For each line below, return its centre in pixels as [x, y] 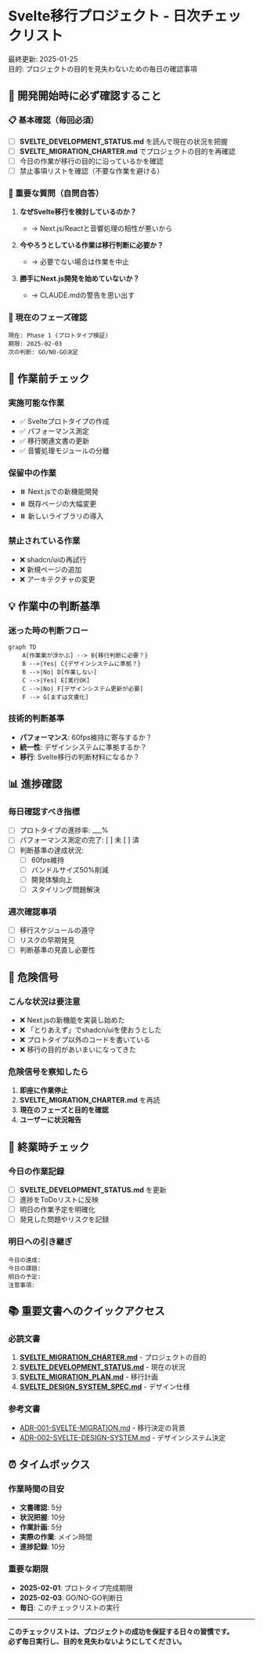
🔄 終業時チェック [49, 1147]
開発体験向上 [52, 880]
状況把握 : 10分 [42, 1517]
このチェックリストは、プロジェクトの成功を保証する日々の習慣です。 [121, 1631]
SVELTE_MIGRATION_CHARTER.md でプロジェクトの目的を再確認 [128, 151]
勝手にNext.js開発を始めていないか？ [79, 279]
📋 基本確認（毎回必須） [54, 120]
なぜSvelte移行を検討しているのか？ [78, 212]
